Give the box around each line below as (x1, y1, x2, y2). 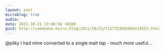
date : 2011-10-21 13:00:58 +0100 (5, 21, 76, 27)
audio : (5, 17, 19, 22)
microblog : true (5, 12, 40, 17)
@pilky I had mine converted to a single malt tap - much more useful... (5, 40, 152, 46)
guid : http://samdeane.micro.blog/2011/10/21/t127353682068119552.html (5, 26, 160, 31)
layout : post (5, 7, 33, 13)
